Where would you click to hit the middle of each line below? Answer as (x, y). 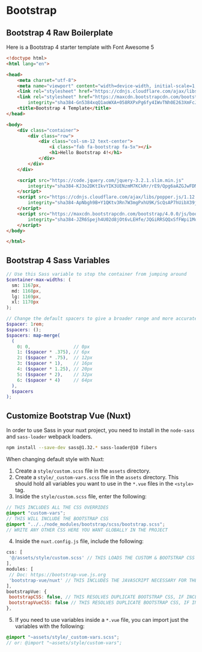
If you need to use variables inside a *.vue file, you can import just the (102, 620)
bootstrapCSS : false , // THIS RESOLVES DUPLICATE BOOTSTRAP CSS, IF (96, 597)
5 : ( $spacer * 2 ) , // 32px (55, 374)
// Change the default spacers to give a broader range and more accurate (102, 319)
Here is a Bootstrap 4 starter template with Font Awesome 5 (80, 47)
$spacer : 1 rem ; (25, 324)
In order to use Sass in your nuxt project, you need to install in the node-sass (100, 430)
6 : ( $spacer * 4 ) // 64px (55, 380)
